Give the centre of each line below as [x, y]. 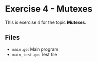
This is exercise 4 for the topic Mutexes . [46, 22]
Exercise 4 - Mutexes [49, 9]
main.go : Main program [35, 49]
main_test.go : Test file [34, 54]
